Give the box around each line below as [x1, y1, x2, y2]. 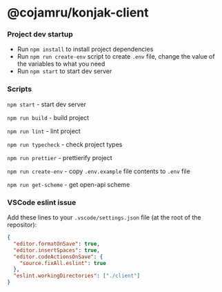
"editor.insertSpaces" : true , [13, 246, 100, 253]
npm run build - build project [7, 113, 90, 121]
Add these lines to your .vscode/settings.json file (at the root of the [7, 213, 201, 222]
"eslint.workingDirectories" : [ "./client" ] [13, 273, 140, 280]
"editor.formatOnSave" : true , [13, 240, 100, 247]
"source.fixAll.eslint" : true [19, 260, 107, 266]
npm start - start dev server [7, 100, 86, 108]
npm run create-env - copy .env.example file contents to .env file [7, 167, 191, 175]
